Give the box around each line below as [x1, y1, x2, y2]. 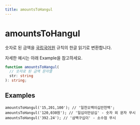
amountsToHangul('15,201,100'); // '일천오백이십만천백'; [5, 105, 115, 110]
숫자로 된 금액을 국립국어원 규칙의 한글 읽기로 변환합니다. [5, 45, 112, 50]
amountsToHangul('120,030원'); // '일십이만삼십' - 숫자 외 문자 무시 [5, 110, 136, 115]
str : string [9, 74, 34, 78]
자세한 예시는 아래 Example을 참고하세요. [5, 55, 83, 61]
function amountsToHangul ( [5, 64, 59, 69]
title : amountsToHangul [5, 7, 53, 12]
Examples [5, 92, 35, 100]
